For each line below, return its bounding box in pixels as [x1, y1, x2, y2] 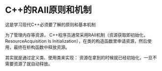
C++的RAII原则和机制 [5, 4, 92, 16]
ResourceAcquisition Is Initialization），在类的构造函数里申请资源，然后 [5, 38, 148, 44]
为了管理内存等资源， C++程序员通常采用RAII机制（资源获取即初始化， [5, 32, 148, 38]
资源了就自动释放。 [13, 61, 53, 67]
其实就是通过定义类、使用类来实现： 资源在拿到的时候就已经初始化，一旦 [5, 54, 153, 60]
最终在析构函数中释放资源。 [13, 44, 70, 50]
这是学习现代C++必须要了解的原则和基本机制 [5, 22, 96, 27]
